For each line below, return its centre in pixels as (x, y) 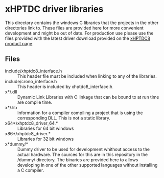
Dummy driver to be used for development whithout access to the (84, 149)
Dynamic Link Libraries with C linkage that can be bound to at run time (88, 97)
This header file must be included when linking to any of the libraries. (87, 76)
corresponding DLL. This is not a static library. (64, 118)
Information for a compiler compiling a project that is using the (80, 113)
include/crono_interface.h (31, 81)
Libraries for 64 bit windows (46, 128)
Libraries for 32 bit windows (46, 139)
